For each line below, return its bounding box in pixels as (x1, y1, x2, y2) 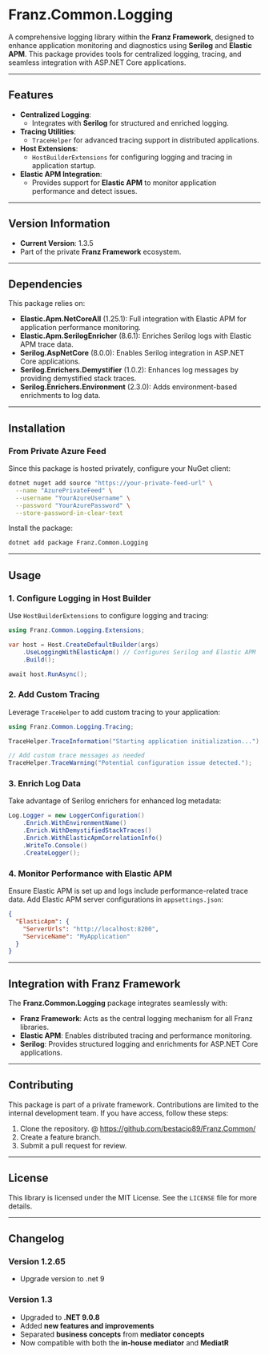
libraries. (19, 1023, 50, 1032)
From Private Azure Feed (8, 445, 106, 456)
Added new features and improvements (19, 1321, 155, 1330)
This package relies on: (8, 299, 86, 308)
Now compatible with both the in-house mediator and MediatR (19, 1337, 230, 1347)
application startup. (31, 160, 96, 170)
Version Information (8, 217, 110, 231)
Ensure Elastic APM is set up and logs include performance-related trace (8, 887, 248, 896)
